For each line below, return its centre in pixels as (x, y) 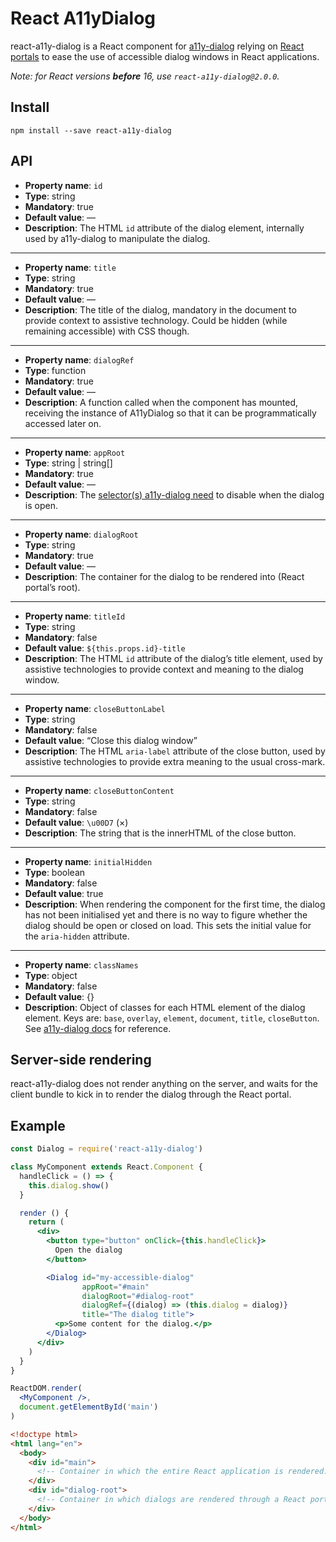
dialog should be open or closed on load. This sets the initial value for (168, 925)
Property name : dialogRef (79, 359)
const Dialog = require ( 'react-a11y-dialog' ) (106, 1149)
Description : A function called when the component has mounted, (161, 402)
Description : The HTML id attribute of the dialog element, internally (164, 228)
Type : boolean (55, 872)
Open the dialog (88, 1250)
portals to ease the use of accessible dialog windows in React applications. (165, 56)
